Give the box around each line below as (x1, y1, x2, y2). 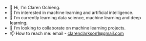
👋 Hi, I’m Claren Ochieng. (9, 5, 61, 10)
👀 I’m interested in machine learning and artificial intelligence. (9, 10, 134, 15)
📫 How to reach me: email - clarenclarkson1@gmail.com (9, 30, 124, 36)
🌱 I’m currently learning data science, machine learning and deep (9, 15, 141, 20)
